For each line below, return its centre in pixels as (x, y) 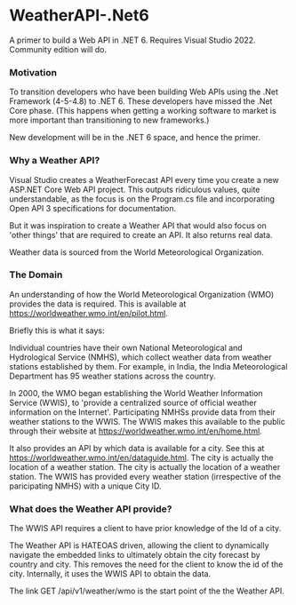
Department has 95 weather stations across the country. (112, 376)
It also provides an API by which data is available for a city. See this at (137, 448)
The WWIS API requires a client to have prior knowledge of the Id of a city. (145, 529)
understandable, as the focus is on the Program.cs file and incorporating (142, 199)
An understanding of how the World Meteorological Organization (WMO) (142, 294)
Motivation (33, 72)
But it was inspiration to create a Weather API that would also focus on (138, 225)
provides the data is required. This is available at (98, 304)
